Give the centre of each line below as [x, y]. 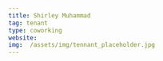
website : [23, 38]
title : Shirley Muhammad [50, 15]
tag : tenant [28, 23]
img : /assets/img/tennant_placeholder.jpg [82, 45]
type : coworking [35, 30]
